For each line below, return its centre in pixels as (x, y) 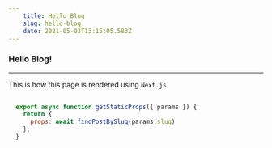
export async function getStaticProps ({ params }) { (106, 107)
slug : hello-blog (52, 23)
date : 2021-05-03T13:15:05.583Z (77, 31)
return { (38, 114)
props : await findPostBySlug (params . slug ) (102, 122)
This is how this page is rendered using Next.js (88, 84)
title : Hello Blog (54, 16)
